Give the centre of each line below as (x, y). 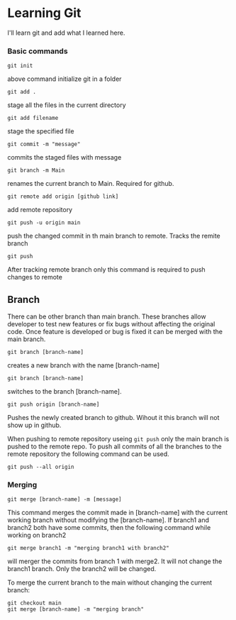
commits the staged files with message (64, 157)
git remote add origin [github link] (63, 196)
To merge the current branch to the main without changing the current (110, 582)
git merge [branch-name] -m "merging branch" (75, 609)
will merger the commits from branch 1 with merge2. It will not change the (115, 561)
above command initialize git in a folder (64, 79)
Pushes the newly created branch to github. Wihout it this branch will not (113, 418)
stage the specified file (41, 131)
